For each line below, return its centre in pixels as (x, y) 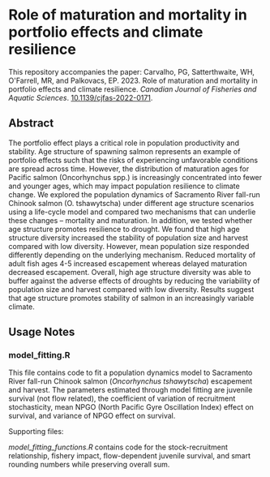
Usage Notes (42, 332)
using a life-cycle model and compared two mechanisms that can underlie (132, 212)
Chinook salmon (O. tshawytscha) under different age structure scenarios (131, 203)
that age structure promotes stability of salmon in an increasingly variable (131, 298)
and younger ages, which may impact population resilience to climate (124, 186)
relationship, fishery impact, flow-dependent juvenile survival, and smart (130, 456)
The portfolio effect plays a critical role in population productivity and (124, 143)
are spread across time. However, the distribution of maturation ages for (129, 169)
